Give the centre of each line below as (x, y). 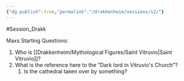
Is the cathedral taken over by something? (75, 71)
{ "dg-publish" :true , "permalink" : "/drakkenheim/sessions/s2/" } (85, 12)
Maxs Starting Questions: (37, 40)
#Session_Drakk (26, 29)
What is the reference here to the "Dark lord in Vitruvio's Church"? (96, 65)
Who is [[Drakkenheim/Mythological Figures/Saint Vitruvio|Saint (93, 52)
